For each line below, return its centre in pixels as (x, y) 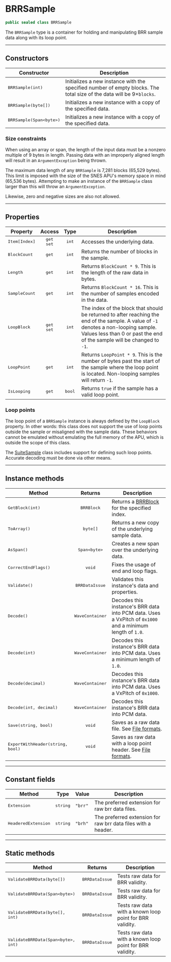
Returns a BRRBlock (135, 501)
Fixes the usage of (134, 564)
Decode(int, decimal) (33, 708)
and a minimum (130, 626)
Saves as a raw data (136, 722)
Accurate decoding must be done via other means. (59, 458)
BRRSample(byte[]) (29, 106)
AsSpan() (18, 550)
